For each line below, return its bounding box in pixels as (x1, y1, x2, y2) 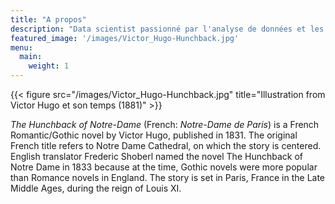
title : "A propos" (10, 14, 87, 25)
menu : (10, 42, 33, 53)
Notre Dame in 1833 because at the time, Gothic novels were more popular (10, 161, 318, 173)
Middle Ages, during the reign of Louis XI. (10, 182, 182, 194)
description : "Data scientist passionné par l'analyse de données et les (10, 24, 325, 34)
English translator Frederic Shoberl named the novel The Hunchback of (10, 151, 303, 162)
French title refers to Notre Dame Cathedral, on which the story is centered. (10, 140, 322, 151)
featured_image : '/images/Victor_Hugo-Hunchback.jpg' (10, 33, 240, 43)
